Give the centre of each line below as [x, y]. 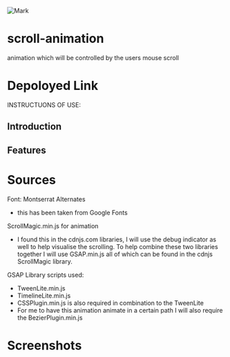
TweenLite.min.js [41, 288]
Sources [32, 180]
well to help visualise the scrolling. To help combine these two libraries [118, 246]
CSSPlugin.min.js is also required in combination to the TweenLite [110, 303]
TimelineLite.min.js [44, 295]
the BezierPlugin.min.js [50, 318]
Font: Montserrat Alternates [46, 199]
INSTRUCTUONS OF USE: [44, 104]
